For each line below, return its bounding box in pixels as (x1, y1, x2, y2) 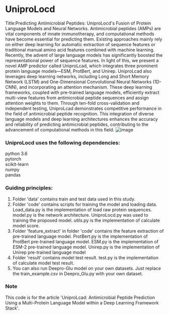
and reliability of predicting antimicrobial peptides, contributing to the (5, 121, 149, 127)
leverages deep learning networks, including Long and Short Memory (5, 73, 149, 79)
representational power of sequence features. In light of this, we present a (5, 57, 159, 63)
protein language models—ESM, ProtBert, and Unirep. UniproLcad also (5, 68, 152, 74)
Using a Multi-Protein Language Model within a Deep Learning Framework (5, 299, 159, 305)
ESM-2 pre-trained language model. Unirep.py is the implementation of (12, 244, 160, 250)
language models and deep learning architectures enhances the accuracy (5, 116, 158, 122)
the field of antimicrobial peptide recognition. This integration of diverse (5, 110, 154, 116)
